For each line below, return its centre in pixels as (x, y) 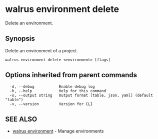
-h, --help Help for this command (58, 91)
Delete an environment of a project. (42, 50)
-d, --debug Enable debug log (52, 86)
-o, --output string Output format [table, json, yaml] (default (81, 95)
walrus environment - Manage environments (58, 131)
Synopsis (20, 39)
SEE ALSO (21, 119)
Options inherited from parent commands (71, 75)
